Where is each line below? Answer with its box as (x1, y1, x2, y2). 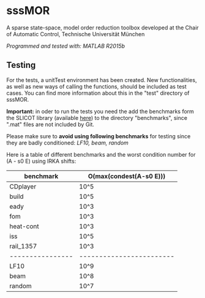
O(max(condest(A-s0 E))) (88, 172, 166, 181)
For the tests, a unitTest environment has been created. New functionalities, (6, 76, 197, 83)
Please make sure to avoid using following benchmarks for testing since (6, 132, 191, 140)
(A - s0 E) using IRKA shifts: (6, 157, 76, 165)
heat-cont (9, 222, 39, 230)
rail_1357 (9, 242, 37, 250)
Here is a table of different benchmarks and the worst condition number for (6, 151, 196, 158)
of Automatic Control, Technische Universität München (6, 30, 145, 37)
